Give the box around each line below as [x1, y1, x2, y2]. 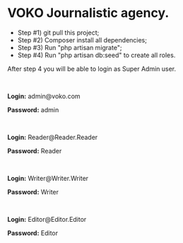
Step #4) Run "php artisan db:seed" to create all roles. [17, 51, 176, 59]
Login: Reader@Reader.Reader [7, 133, 98, 141]
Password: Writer [7, 187, 59, 196]
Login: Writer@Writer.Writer [7, 174, 89, 182]
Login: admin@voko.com [7, 92, 81, 100]
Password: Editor [7, 228, 59, 237]
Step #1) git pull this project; [17, 28, 100, 37]
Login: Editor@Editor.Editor [7, 215, 87, 223]
